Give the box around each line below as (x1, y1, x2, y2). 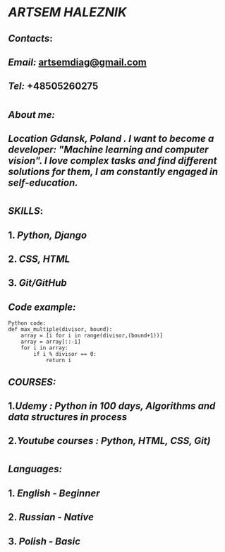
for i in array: (20, 344, 69, 352)
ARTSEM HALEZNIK (8, 4, 127, 20)
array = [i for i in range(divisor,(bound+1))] (20, 332, 163, 340)
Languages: (8, 463, 63, 475)
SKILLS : (8, 205, 44, 217)
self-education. (8, 176, 78, 188)
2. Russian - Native (8, 511, 95, 523)
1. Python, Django (8, 229, 87, 241)
